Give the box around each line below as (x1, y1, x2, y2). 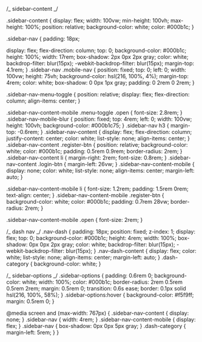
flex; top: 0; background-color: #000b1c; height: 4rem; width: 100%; (6, 235, 177, 241)
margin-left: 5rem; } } (6, 329, 59, 336)
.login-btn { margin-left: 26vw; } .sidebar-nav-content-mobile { (38, 161, 195, 167)
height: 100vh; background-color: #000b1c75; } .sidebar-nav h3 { (6, 122, 170, 129)
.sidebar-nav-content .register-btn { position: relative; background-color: (6, 141, 188, 148)
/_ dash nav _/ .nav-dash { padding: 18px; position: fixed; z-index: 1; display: (6, 228, 196, 235)
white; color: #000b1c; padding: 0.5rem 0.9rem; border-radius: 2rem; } (6, 148, 183, 155)
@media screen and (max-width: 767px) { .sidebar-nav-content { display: (6, 309, 189, 317)
